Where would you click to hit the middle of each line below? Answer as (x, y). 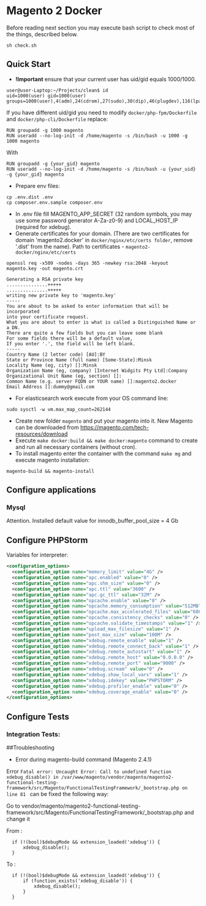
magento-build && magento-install (51, 471)
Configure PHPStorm (47, 540)
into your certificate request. (48, 317)
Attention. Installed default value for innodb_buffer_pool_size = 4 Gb (93, 521)
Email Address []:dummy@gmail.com (51, 387)
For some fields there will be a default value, (70, 338)
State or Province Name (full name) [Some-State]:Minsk (79, 360)
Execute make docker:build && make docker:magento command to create (106, 440)
